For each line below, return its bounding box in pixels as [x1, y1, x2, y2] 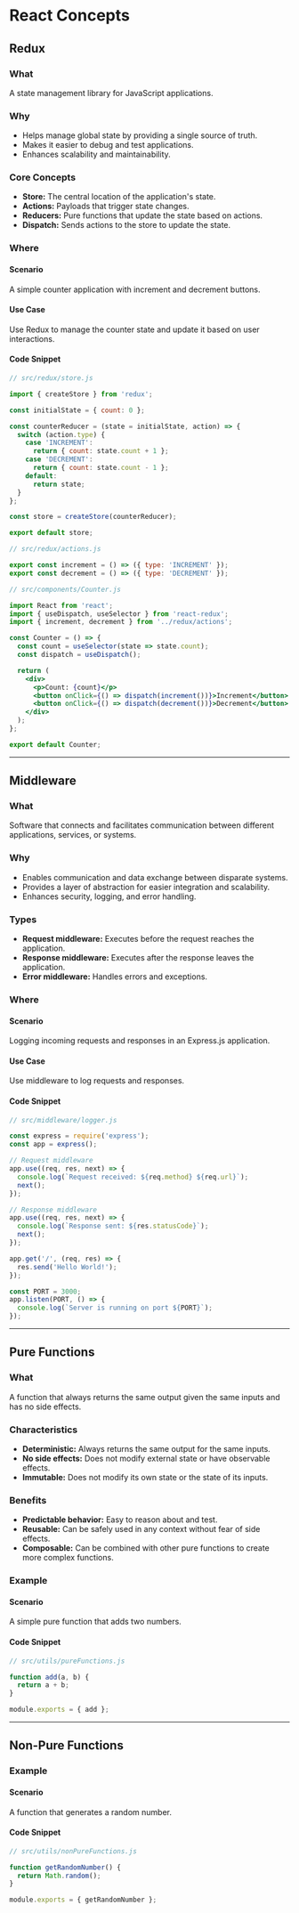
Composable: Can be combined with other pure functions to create [21, 1543, 270, 1553]
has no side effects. [9, 1401, 82, 1412]
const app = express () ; [9, 1140, 98, 1149]
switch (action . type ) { [17, 430, 105, 439]
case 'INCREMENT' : [25, 438, 93, 448]
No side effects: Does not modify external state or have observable [21, 1453, 271, 1464]
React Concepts [9, 5, 131, 26]
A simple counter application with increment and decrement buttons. [9, 284, 261, 295]
